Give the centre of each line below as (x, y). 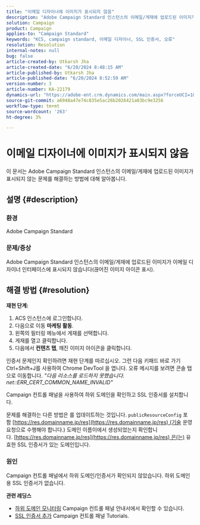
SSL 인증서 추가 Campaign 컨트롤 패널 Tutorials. (72, 516)
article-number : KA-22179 (38, 89)
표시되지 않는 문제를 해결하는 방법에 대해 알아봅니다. (66, 179)
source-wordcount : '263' (37, 112)
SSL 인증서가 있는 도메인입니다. (54, 444)
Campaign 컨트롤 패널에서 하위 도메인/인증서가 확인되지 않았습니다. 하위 (90, 475)
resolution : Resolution (36, 45)
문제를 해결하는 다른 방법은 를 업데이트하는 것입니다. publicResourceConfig (94, 415)
